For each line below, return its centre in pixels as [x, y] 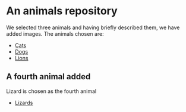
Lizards [24, 102]
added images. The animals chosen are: [55, 33]
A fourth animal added [48, 77]
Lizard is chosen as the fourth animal [51, 91]
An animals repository [62, 11]
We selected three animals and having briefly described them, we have [93, 27]
